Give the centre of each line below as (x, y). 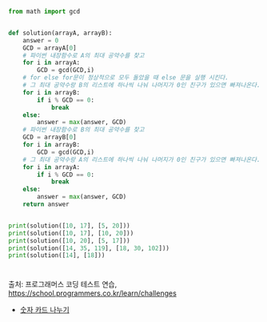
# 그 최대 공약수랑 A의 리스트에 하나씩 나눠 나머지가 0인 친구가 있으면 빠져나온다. (142, 159)
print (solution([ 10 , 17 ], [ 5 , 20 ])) (69, 225)
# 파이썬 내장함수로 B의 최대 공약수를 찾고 (84, 130)
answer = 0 (41, 40)
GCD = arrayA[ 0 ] (50, 48)
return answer (46, 204)
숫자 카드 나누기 (44, 310)
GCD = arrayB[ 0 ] (50, 137)
